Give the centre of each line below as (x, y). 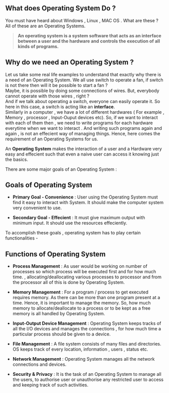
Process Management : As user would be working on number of (80, 266)
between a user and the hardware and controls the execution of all (89, 41)
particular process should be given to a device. (61, 334)
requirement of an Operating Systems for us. (52, 139)
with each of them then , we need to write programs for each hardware (79, 123)
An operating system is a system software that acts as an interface (90, 35)
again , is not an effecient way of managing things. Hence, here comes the (83, 133)
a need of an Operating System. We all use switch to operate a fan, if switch (84, 80)
